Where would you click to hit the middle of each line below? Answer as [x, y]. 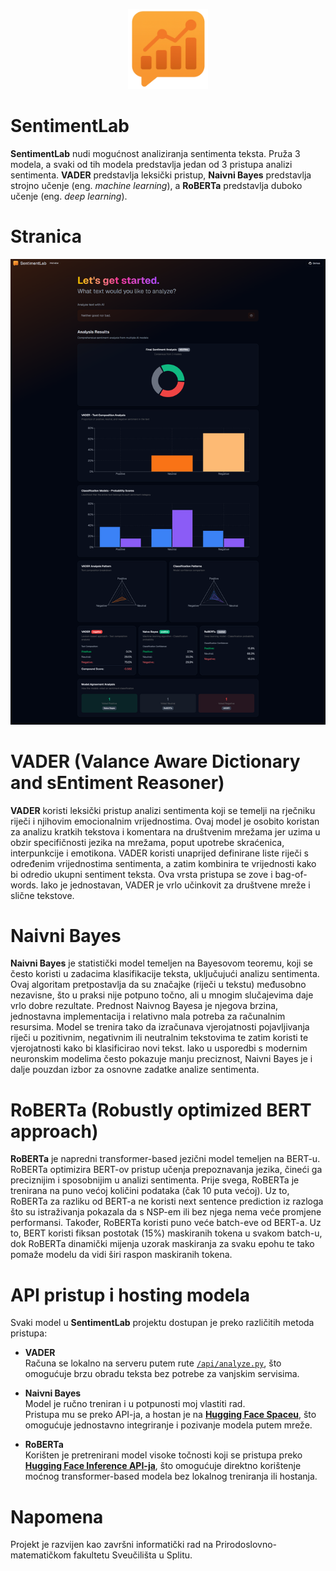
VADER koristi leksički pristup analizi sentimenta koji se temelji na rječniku [163, 810]
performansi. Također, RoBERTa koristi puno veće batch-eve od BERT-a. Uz [166, 1223]
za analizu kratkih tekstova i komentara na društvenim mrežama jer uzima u [165, 831]
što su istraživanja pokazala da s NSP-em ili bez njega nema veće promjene [166, 1212]
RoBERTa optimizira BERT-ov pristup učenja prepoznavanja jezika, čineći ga [166, 1170]
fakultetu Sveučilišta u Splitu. [133, 1555]
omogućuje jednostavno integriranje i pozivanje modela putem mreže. [168, 1425]
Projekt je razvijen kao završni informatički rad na [112, 1545]
